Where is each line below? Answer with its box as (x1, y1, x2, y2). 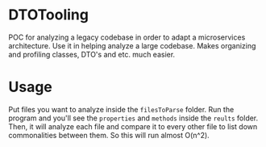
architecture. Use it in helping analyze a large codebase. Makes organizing (8, 40, 256, 50)
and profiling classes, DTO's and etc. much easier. (8, 49, 176, 59)
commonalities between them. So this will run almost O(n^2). (8, 130, 210, 140)
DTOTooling (8, 6, 89, 24)
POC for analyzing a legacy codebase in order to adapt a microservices (8, 32, 246, 42)
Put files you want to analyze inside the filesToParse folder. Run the (8, 104, 235, 114)
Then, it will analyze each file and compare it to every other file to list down (8, 121, 258, 131)
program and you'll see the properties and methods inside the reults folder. (8, 113, 259, 123)
